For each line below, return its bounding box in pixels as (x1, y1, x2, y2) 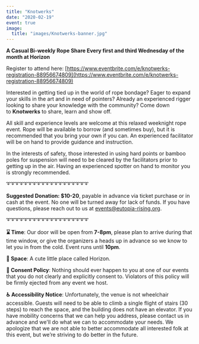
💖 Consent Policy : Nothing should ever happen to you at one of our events (6, 267, 189, 274)
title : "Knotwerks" (6, 8, 55, 15)
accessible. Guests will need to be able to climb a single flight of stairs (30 (6, 299, 188, 307)
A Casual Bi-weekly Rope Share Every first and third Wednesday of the (6, 47, 185, 54)
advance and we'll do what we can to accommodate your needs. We (6, 318, 173, 326)
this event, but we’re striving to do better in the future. (6, 331, 138, 339)
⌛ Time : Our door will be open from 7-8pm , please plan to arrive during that (6, 229, 192, 236)
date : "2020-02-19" (6, 14, 55, 20)
